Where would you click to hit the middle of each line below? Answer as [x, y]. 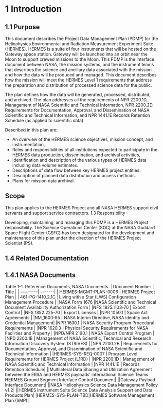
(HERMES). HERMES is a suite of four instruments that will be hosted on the [81, 49]
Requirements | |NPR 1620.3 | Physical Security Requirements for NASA [77, 328]
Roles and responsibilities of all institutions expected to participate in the [85, 150]
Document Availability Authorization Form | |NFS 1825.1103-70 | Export [75, 307]
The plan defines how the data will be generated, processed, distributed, [78, 94]
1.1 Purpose [22, 27]
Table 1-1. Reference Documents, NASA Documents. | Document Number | [80, 287]
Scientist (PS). [19, 243]
